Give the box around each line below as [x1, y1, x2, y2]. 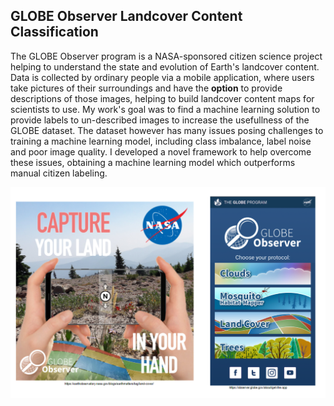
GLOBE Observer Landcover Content [10, 8, 243, 25]
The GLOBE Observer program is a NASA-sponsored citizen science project [10, 50, 323, 62]
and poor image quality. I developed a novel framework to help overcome [10, 145, 312, 158]
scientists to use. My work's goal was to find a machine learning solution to [10, 103, 321, 115]
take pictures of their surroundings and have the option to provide [10, 82, 283, 94]
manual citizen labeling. [10, 167, 108, 179]
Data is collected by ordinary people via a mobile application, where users [10, 71, 315, 83]
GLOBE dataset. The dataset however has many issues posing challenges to [10, 124, 324, 136]
